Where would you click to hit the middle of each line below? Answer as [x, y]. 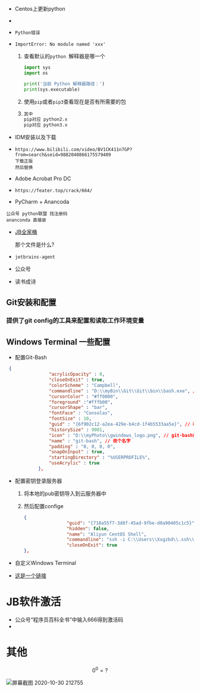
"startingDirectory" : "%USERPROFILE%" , [99, 458]
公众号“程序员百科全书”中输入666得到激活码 [69, 619]
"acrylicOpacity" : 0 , [77, 374]
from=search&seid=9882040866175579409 [63, 155]
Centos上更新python [40, 9]
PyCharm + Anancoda [42, 202]
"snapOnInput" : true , [77, 452]
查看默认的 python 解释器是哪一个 [64, 56]
